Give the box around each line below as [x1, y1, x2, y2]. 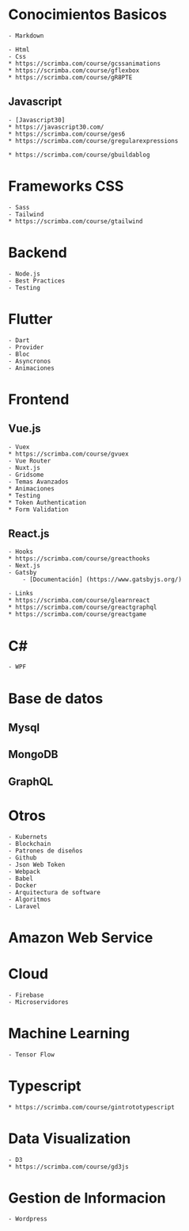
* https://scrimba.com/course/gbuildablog [8, 151, 150, 159]
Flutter [8, 310, 53, 328]
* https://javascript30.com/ [8, 123, 104, 131]
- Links [8, 590, 34, 598]
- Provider [8, 343, 44, 351]
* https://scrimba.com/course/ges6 [8, 129, 126, 138]
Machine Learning [8, 1024, 130, 1042]
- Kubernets [8, 833, 47, 841]
